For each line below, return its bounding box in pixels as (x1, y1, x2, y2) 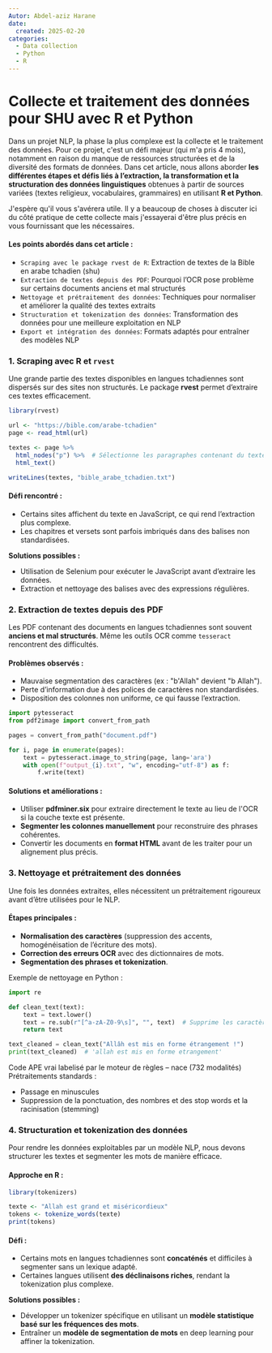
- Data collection (15, 42, 79, 50)
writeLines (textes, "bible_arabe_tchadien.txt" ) (8, 473, 176, 481)
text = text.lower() (23, 1010, 92, 1019)
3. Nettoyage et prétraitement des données (8, 868, 181, 879)
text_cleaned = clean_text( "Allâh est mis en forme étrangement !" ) (8, 1041, 244, 1049)
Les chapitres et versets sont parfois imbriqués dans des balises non (19, 526, 250, 536)
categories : (8, 34, 49, 43)
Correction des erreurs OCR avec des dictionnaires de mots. (19, 948, 224, 958)
